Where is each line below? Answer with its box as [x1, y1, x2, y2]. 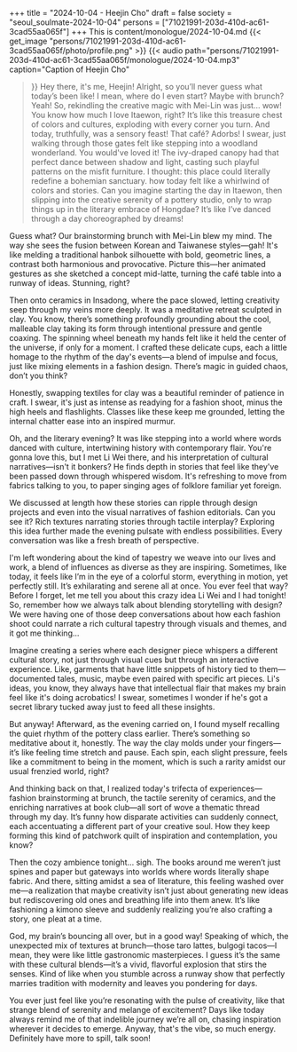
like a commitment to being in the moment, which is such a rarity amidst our [9, 756, 286, 767]
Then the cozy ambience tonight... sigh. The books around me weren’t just [9, 857, 281, 867]
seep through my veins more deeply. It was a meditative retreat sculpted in [9, 305, 282, 314]
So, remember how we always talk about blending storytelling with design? [9, 599, 283, 610]
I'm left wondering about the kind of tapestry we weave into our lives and [9, 552, 277, 563]
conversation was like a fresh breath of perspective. [9, 535, 199, 545]
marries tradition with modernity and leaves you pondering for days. [9, 978, 258, 988]
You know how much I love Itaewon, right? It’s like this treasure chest [30, 110, 283, 120]
